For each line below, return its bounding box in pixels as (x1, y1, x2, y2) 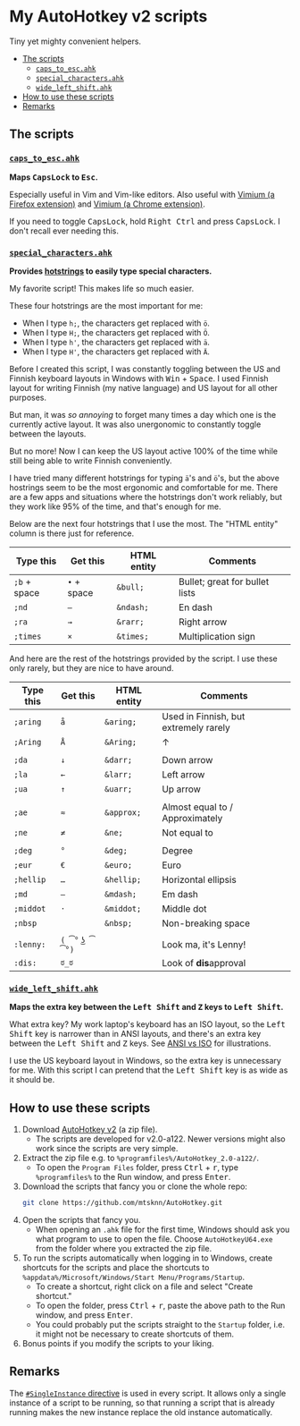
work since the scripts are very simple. (35, 1143, 179, 1154)
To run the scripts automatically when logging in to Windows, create (21, 1252, 273, 1263)
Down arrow (162, 753, 213, 766)
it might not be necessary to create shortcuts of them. (35, 1328, 235, 1339)
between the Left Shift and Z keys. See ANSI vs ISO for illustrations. (9, 1038, 271, 1048)
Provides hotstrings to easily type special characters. (9, 266, 212, 276)
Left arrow (162, 768, 205, 780)
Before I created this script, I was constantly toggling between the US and (9, 363, 281, 374)
